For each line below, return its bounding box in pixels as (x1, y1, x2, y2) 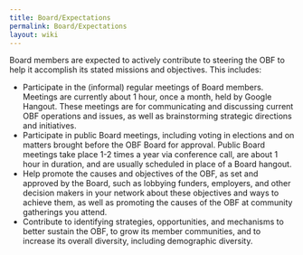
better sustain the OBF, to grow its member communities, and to (22, 226, 261, 237)
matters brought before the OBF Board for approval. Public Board (22, 139, 265, 150)
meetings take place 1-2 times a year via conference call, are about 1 (22, 149, 279, 160)
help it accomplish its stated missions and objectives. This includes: (9, 64, 262, 75)
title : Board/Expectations (9, 13, 111, 23)
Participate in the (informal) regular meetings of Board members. (22, 82, 264, 93)
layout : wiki (9, 30, 59, 39)
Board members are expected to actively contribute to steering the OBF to (9, 55, 285, 66)
